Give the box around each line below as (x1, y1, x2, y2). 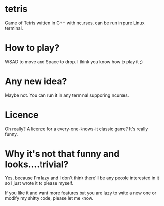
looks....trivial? (5, 159, 69, 170)
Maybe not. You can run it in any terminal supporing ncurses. (5, 92, 129, 98)
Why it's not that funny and (5, 148, 120, 159)
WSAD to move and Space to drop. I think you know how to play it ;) (5, 58, 143, 65)
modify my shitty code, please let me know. (5, 195, 94, 201)
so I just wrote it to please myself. (5, 180, 74, 186)
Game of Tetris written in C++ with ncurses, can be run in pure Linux (5, 20, 145, 26)
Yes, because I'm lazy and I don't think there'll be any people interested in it (5, 175, 159, 181)
